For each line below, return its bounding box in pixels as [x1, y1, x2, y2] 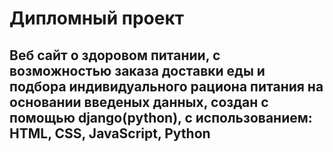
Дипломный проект [9, 7, 185, 30]
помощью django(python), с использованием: [9, 109, 313, 126]
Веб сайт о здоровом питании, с [9, 47, 221, 64]
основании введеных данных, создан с [9, 93, 269, 111]
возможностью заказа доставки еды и [9, 62, 266, 79]
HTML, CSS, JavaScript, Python [9, 125, 211, 142]
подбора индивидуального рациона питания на [9, 78, 324, 95]
